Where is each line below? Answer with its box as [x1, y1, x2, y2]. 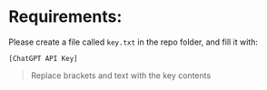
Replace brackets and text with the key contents [30, 70, 212, 81]
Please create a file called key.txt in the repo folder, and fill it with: [8, 36, 258, 47]
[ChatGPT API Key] [8, 54, 78, 63]
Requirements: [8, 6, 123, 27]
